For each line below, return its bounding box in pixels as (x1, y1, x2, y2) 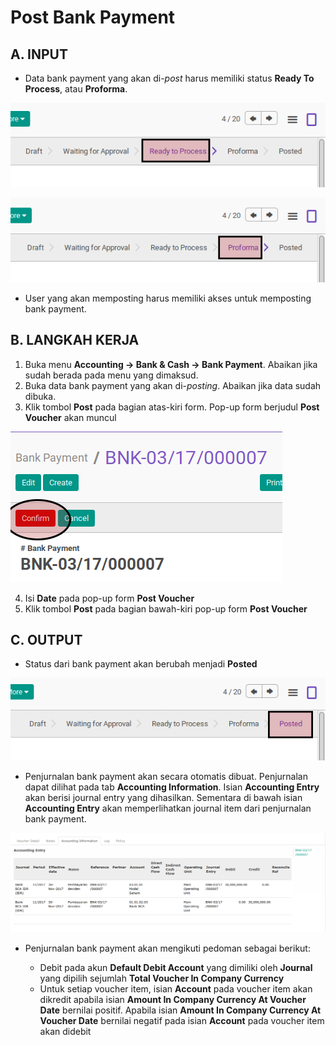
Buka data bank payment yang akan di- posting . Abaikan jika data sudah (24, 379, 322, 391)
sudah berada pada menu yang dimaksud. (24, 369, 199, 381)
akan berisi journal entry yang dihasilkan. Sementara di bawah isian (24, 792, 303, 804)
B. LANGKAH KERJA (10, 332, 140, 349)
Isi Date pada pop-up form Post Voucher (24, 592, 195, 604)
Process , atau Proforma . (24, 83, 128, 95)
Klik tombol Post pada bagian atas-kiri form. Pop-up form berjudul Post (24, 401, 320, 413)
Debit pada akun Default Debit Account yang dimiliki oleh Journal (39, 962, 313, 974)
